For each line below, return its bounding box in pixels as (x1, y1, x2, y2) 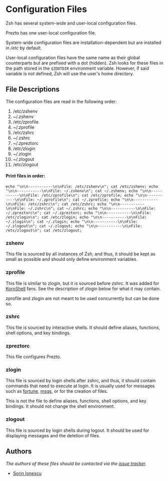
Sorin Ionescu (12, 470, 42, 476)
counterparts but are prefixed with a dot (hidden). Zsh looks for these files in (5, 60, 163, 66)
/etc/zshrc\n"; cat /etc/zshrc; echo (27, 202, 107, 207)
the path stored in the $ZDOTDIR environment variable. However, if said (5, 65, 149, 71)
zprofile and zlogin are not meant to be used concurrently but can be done (5, 295, 159, 301)
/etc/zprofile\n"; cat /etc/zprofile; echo (41, 193, 134, 198)
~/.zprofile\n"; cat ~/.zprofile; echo (37, 197, 120, 202)
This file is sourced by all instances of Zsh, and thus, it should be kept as (5, 251, 155, 257)
